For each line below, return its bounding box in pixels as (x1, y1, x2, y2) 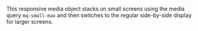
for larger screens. (6, 18, 53, 25)
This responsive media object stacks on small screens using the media (6, 5, 185, 12)
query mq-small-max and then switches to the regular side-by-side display (6, 12, 192, 19)
